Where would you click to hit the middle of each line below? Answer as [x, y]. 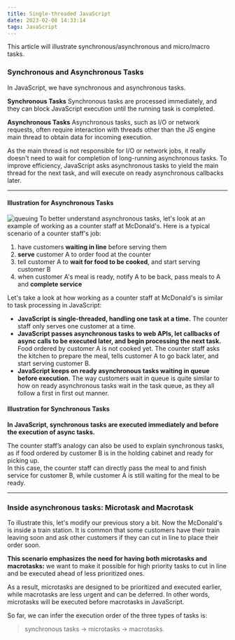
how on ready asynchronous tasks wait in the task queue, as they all [116, 385]
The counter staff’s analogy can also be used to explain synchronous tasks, [116, 446]
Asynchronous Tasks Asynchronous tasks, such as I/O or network [104, 122]
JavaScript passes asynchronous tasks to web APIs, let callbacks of [119, 333]
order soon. [24, 545]
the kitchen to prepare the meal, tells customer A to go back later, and [118, 356]
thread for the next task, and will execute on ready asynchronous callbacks [115, 173]
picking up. [23, 461]
